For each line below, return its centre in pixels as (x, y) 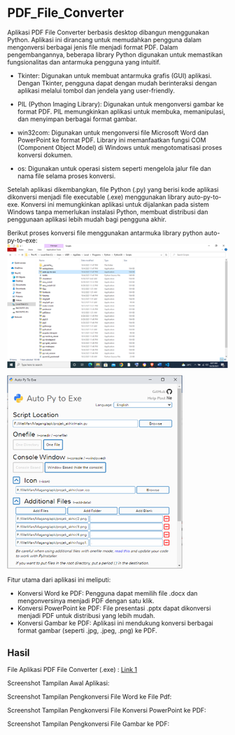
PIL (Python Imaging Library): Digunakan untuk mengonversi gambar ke (120, 104)
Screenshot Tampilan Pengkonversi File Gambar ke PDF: (88, 724)
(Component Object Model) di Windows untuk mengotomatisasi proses (120, 147)
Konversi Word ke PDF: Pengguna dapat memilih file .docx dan (107, 593)
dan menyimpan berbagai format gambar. (77, 119)
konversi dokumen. (45, 155)
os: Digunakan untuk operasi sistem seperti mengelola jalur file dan (114, 168)
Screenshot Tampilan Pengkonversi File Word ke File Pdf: (90, 697)
